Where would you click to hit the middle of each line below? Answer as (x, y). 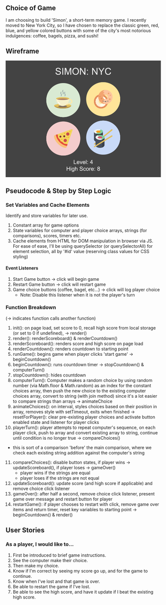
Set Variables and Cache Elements (48, 205)
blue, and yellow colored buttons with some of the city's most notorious (78, 30)
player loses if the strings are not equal (60, 478)
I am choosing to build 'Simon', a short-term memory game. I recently (76, 20)
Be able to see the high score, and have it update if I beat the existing (83, 592)
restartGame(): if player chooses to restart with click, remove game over (86, 504)
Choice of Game (31, 8)
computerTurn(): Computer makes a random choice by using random (83, 380)
